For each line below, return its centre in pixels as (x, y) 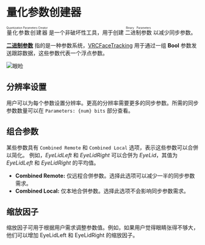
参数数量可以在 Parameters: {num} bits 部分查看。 (70, 110)
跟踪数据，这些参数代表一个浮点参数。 (59, 53)
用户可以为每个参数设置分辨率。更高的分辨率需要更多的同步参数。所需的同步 (103, 103)
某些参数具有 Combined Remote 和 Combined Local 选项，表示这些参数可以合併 (103, 147)
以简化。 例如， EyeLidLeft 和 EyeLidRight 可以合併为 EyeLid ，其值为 (92, 155)
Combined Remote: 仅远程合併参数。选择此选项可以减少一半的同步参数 (105, 176)
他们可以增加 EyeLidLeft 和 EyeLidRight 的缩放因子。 (72, 235)
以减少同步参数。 (175, 32)
